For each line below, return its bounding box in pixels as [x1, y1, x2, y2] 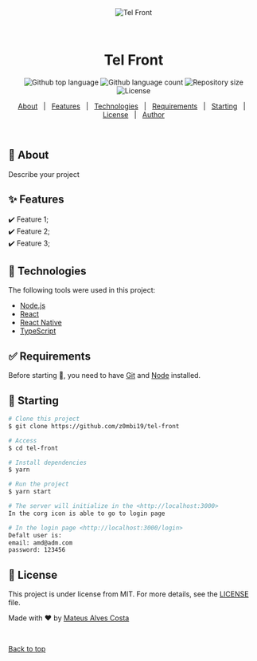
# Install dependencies [8, 458, 88, 466]
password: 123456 [8, 546, 66, 554]
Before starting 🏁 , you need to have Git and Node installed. [8, 371, 201, 380]
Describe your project [8, 169, 80, 179]
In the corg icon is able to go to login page [8, 510, 165, 517]
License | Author [102, 109, 165, 119]
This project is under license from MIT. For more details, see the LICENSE [8, 589, 249, 599]
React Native [19, 318, 62, 328]
